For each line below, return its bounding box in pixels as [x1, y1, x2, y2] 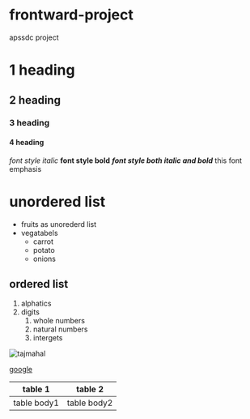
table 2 [76, 383, 104, 395]
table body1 [13, 397, 60, 408]
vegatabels [20, 228, 59, 237]
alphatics [20, 298, 52, 309]
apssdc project [9, 32, 59, 42]
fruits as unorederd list [20, 219, 97, 229]
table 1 [22, 383, 51, 395]
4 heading [9, 138, 44, 148]
